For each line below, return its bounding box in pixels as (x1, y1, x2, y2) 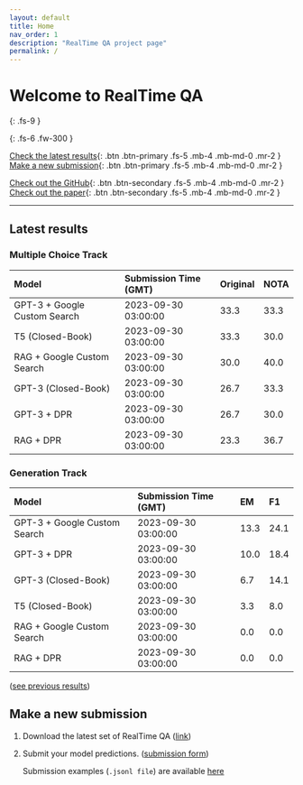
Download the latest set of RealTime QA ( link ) (22, 730, 192, 741)
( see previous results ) (9, 680, 90, 691)
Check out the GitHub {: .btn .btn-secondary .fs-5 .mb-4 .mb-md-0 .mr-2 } (9, 178, 285, 189)
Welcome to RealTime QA (9, 86, 204, 106)
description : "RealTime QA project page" (9, 38, 168, 48)
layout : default (9, 13, 70, 23)
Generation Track (9, 466, 87, 479)
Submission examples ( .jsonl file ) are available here (22, 765, 225, 776)
